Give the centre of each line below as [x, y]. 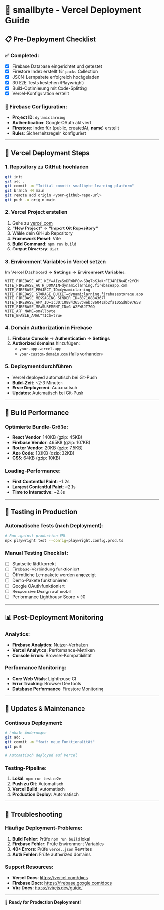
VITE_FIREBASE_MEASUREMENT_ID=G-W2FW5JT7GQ [50, 307]
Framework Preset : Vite [36, 238]
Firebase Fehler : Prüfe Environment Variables [58, 844]
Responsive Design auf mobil [41, 591]
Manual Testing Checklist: [37, 553]
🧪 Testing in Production [41, 512]
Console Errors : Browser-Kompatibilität [52, 655]
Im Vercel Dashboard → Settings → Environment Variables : [65, 272]
